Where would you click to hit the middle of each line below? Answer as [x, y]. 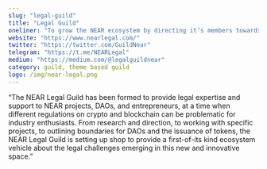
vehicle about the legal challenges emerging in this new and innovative [124, 148]
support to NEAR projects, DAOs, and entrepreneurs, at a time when [119, 106]
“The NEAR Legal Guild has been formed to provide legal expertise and [124, 97]
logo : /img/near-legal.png [53, 75]
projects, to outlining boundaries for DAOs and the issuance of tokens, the [129, 131]
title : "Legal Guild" [44, 23]
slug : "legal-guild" [43, 15]
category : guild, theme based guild [69, 67]
